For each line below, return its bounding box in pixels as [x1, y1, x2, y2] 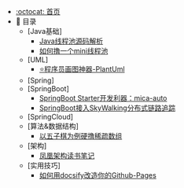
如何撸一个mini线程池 [39, 46, 109, 55]
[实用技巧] [27, 160, 61, 170]
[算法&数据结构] [27, 121, 79, 131]
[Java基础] [27, 27, 63, 35]
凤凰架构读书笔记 [39, 151, 95, 160]
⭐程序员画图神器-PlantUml [39, 65, 125, 73]
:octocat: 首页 [15, 7, 61, 16]
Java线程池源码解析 [39, 36, 104, 46]
